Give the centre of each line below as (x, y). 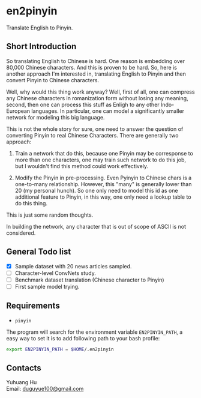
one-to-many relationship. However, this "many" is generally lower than (103, 184)
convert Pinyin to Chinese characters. (53, 80)
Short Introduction (41, 47)
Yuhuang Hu (22, 382)
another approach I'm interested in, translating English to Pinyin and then (96, 74)
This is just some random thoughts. (50, 215)
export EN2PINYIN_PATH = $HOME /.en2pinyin (60, 349)
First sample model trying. (47, 286)
